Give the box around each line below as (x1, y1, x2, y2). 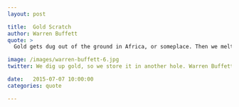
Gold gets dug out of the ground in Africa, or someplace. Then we (14, 44, 218, 51)
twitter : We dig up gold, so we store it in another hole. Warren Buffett (7, 63, 234, 70)
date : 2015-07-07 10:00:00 (7, 76, 94, 83)
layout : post (7, 10, 46, 18)
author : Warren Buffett (7, 30, 78, 37)
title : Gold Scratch (7, 23, 72, 31)
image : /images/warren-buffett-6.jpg (7, 56, 119, 63)
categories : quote (7, 82, 62, 89)
